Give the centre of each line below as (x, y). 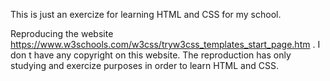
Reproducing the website (62, 33)
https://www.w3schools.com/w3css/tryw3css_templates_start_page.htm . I (165, 44)
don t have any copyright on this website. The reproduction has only (151, 55)
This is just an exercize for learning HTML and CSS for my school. (146, 14)
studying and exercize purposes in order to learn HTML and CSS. (144, 65)
